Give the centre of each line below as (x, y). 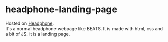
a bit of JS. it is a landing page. (38, 34)
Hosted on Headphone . (30, 23)
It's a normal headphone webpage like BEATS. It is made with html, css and (84, 28)
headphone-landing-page (61, 9)
